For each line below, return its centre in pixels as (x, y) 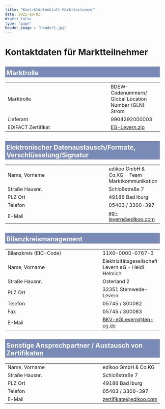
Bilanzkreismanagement (44, 239)
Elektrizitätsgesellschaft (130, 261)
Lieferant (18, 120)
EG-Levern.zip (128, 127)
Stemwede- (134, 289)
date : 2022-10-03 (23, 14)
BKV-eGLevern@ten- (128, 319)
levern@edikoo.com (132, 219)
